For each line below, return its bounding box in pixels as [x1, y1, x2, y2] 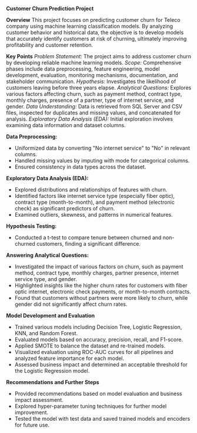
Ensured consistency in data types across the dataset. [14, 163, 146, 170]
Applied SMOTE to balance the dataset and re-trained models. [14, 342, 166, 349]
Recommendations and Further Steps [6, 379, 99, 385]
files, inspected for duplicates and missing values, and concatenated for [6, 109, 181, 116]
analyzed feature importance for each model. [14, 355, 125, 362]
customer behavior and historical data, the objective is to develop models [6, 29, 184, 36]
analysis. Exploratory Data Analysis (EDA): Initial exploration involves [6, 115, 173, 123]
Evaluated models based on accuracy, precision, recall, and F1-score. [14, 336, 183, 343]
